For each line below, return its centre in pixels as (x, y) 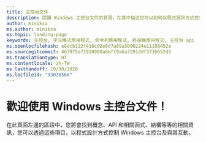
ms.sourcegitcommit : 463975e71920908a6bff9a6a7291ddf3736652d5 (89, 52)
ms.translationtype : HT (37, 58)
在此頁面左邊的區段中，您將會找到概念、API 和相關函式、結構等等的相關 (97, 125)
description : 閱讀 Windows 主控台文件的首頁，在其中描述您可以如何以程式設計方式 (101, 18)
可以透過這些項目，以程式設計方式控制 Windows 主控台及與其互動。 (108, 133)
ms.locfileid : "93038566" (39, 75)
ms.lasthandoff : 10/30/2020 (42, 69)
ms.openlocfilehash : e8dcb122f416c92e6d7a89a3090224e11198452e (89, 47)
